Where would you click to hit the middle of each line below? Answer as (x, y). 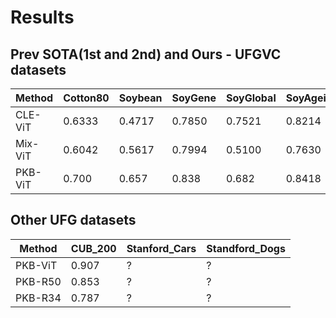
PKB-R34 (38, 298)
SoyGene (194, 98)
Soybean (140, 98)
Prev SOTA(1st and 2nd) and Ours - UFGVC (146, 54)
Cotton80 (86, 98)
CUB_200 (93, 248)
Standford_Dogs (246, 248)
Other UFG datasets (73, 220)
